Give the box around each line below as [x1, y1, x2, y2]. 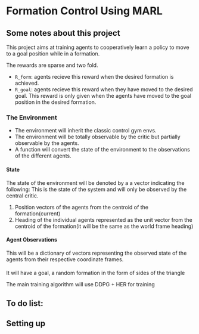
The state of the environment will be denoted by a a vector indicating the [6, 179, 185, 186]
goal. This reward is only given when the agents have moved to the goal [14, 92, 192, 99]
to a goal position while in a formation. [6, 50, 100, 57]
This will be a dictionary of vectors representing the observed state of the [6, 249, 187, 256]
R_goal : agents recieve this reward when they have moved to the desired [14, 86, 193, 93]
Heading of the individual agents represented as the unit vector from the [14, 216, 192, 223]
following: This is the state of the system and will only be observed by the [6, 185, 187, 193]
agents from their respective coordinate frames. [6, 255, 124, 263]
